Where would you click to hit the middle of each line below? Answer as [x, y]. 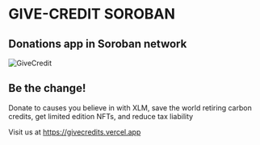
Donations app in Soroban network [98, 44]
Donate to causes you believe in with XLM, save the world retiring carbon [130, 108]
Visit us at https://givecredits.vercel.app [75, 132]
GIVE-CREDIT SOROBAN [92, 14]
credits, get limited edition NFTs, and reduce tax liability [101, 116]
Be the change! [47, 88]
